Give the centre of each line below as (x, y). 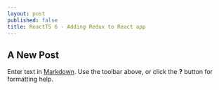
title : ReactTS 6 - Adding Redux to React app (77, 27)
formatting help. (31, 79)
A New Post (33, 55)
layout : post (26, 14)
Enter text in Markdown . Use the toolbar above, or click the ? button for (110, 72)
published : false (33, 20)
